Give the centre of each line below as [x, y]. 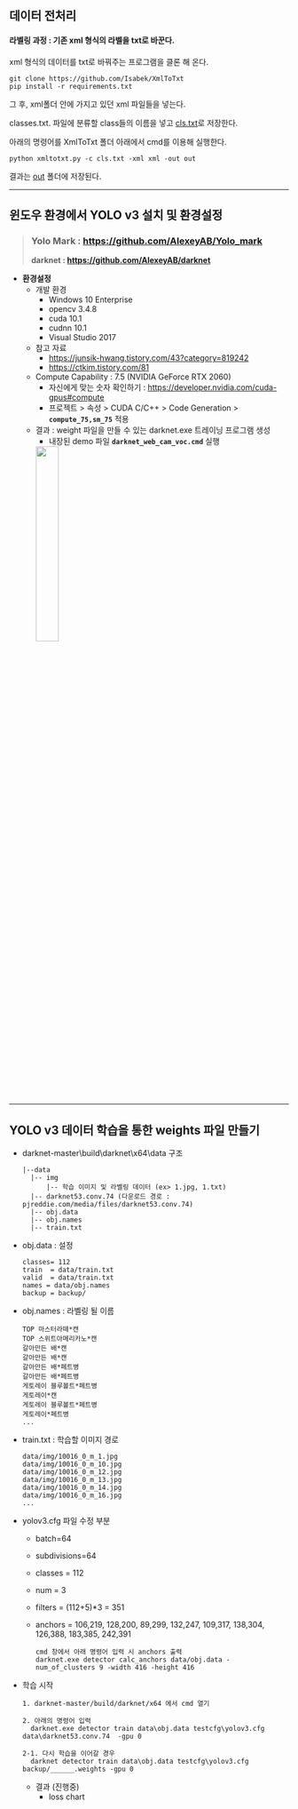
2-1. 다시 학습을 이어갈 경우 [68, 1754]
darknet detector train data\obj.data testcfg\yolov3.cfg [140, 1762]
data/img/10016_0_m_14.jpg [72, 1488]
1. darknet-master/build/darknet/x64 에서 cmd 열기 [116, 1704]
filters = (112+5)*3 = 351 [80, 1607]
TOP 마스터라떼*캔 [51, 1330]
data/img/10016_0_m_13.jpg [72, 1480]
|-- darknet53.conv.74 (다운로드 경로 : [100, 1197]
